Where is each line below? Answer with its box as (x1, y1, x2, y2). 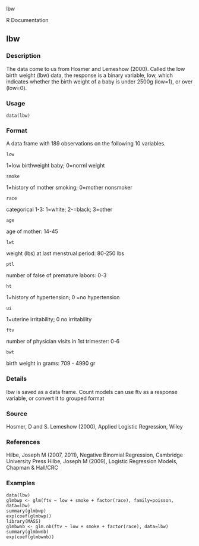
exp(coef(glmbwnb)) (6, 534, 55, 540)
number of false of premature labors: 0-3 (6, 272, 107, 279)
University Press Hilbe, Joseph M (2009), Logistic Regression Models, (6, 458, 178, 465)
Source (6, 409, 28, 418)
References (6, 438, 40, 446)
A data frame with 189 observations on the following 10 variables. (6, 140, 166, 147)
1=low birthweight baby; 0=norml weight (6, 162, 105, 169)
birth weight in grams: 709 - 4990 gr (6, 360, 96, 367)
